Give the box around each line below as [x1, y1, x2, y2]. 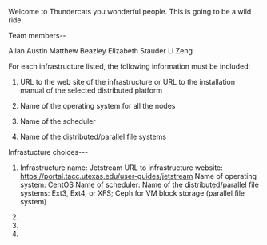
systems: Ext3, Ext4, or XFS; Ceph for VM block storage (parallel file [19, 188, 245, 198]
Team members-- [8, 31, 66, 40]
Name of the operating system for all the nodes [19, 101, 176, 110]
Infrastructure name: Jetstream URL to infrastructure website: [19, 163, 224, 172]
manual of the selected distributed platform [19, 85, 163, 95]
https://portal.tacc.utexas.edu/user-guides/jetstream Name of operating [19, 172, 257, 180]
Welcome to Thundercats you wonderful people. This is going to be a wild [8, 7, 252, 16]
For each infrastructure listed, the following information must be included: [8, 61, 250, 71]
